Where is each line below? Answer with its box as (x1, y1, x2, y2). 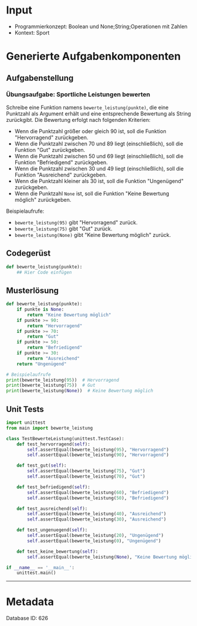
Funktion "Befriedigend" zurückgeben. (14, 159, 108, 166)
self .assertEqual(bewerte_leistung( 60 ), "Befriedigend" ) (27, 489, 169, 495)
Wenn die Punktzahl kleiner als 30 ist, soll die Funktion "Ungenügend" (14, 177, 184, 185)
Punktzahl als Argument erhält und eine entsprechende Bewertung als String (6, 110, 191, 117)
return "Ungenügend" (16, 361, 67, 367)
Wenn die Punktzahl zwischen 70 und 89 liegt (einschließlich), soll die (14, 140, 184, 147)
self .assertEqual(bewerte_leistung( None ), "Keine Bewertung (27, 554, 177, 560)
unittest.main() (16, 570, 57, 576)
